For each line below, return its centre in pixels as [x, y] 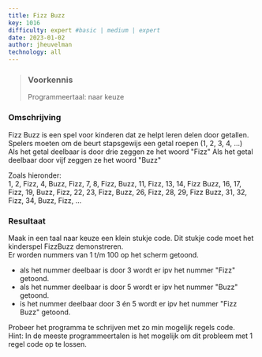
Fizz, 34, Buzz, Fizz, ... [45, 200]
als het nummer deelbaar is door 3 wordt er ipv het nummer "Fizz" [127, 270]
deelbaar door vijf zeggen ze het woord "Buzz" [85, 160]
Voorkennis [50, 80]
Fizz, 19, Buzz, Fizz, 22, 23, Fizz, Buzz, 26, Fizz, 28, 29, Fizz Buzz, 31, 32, [127, 192]
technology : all [35, 52]
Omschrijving [35, 118]
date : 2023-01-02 [37, 38]
